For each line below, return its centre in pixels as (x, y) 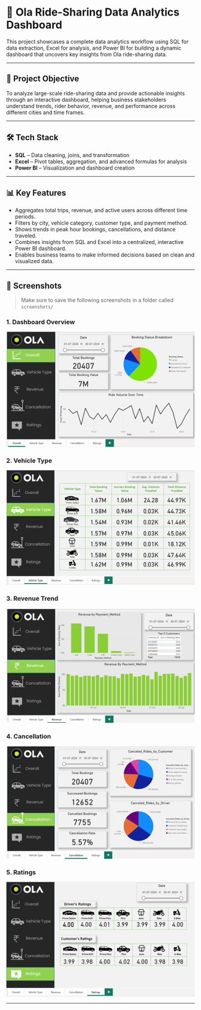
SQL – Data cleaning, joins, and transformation (72, 155)
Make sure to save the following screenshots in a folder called (97, 300)
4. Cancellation (29, 737)
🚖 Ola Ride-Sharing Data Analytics (93, 12)
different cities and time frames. (45, 112)
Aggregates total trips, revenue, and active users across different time (101, 210)
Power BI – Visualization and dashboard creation (74, 168)
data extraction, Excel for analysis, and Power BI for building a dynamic (94, 48)
